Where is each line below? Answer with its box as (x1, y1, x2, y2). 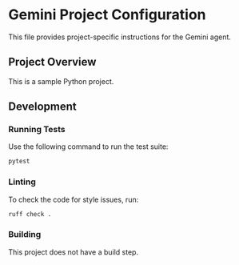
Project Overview (8, 55, 97, 69)
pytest (8, 158, 30, 166)
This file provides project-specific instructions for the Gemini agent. (8, 32, 232, 42)
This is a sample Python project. (8, 76, 114, 86)
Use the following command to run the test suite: (8, 142, 169, 151)
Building (8, 229, 42, 240)
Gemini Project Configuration (8, 6, 206, 24)
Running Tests (8, 124, 66, 135)
